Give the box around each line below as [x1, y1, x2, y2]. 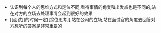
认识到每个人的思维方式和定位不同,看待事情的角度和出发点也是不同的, [9, 4, 152, 10]
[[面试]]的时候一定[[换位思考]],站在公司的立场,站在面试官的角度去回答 [9, 17, 151, 22]
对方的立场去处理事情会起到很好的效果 [14, 10, 93, 16]
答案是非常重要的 [27, 23, 62, 29]
